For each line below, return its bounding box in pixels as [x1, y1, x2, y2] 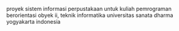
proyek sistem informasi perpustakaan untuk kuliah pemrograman [6, 5, 172, 12]
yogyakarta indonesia [6, 18, 61, 25]
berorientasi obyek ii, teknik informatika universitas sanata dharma [6, 12, 174, 19]
